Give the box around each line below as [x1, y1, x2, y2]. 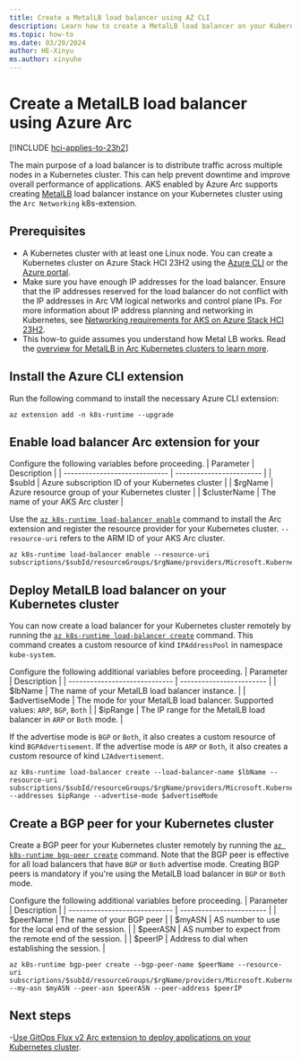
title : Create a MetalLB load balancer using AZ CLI [9, 13, 211, 22]
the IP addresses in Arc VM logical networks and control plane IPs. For [21, 295, 283, 306]
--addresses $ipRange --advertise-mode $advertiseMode [9, 792, 219, 801]
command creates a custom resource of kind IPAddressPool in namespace [9, 639, 284, 651]
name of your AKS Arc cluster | [9, 496, 124, 507]
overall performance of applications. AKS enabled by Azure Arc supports [9, 179, 279, 189]
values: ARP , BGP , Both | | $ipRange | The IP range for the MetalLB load [9, 705, 266, 715]
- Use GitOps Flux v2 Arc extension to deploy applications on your [9, 1031, 252, 1042]
